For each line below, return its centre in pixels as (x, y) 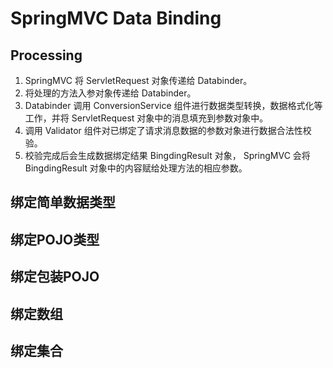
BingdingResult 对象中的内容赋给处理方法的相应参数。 (136, 168)
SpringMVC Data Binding (116, 18)
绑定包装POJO (55, 277)
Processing (46, 55)
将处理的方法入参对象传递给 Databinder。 (110, 93)
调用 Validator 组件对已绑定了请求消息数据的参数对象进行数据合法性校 (168, 130)
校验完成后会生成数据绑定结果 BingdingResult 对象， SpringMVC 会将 (167, 155)
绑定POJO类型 (55, 239)
